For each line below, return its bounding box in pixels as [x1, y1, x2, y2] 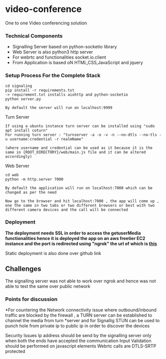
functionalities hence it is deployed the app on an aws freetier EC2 [5, 235, 146, 241]
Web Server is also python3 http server [12, 49, 93, 55]
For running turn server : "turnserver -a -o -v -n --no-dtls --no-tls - [5, 132, 162, 137]
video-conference [5, 3, 82, 15]
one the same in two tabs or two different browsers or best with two [5, 203, 155, 208]
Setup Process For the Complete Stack [5, 72, 101, 79]
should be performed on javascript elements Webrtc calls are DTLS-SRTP [5, 343, 157, 349]
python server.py [5, 96, 41, 102]
